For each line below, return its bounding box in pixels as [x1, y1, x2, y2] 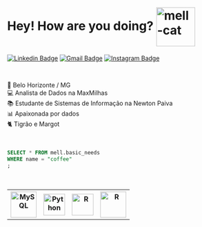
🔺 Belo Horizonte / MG [7, 80, 71, 89]
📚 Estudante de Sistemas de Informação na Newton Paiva [7, 99, 173, 107]
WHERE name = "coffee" [7, 156, 72, 163]
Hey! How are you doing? [7, 18, 154, 34]
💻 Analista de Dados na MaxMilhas [7, 89, 108, 97]
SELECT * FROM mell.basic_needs [7, 149, 100, 156]
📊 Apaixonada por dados [7, 109, 79, 118]
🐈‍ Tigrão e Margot [7, 120, 60, 128]
